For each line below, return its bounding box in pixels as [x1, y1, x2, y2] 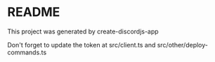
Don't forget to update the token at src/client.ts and [7, 40, 156, 49]
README [7, 4, 60, 20]
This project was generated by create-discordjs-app [7, 27, 159, 36]
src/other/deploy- [157, 40, 209, 49]
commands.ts [7, 48, 47, 56]
